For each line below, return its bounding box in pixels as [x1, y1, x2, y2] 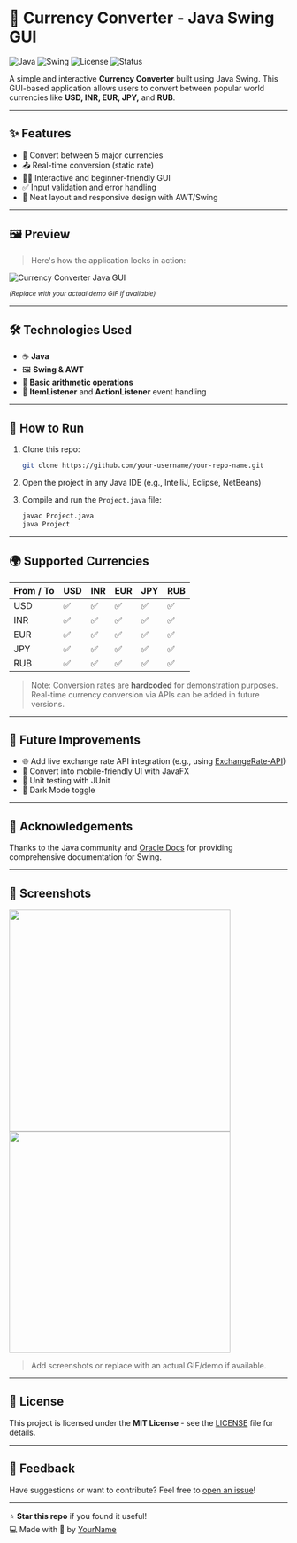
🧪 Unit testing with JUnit [21, 775, 110, 786]
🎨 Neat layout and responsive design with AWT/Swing [21, 191, 218, 202]
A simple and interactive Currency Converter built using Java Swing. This [9, 73, 278, 83]
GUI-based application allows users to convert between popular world [9, 82, 265, 93]
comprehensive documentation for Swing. [9, 852, 162, 862]
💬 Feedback [9, 1461, 75, 1477]
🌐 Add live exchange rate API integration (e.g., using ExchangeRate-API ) [21, 756, 286, 767]
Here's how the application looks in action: [30, 254, 187, 265]
